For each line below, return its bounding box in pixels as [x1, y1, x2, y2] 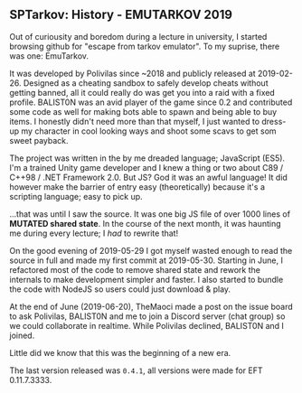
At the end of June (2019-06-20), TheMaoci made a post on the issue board [9, 301, 294, 312]
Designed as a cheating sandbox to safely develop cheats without [23, 77, 269, 89]
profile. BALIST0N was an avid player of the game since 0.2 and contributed [9, 97, 293, 108]
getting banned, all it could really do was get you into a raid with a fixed [9, 87, 276, 98]
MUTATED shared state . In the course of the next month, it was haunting [9, 218, 282, 229]
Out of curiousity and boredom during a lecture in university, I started [9, 31, 268, 42]
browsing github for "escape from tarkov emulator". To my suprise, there [9, 41, 280, 51]
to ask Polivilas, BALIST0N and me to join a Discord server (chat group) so [9, 311, 286, 322]
